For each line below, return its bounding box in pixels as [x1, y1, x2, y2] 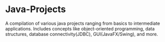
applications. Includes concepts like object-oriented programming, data [5, 25, 155, 31]
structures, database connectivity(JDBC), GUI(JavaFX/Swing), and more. [5, 31, 158, 37]
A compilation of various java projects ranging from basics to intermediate [5, 20, 160, 26]
